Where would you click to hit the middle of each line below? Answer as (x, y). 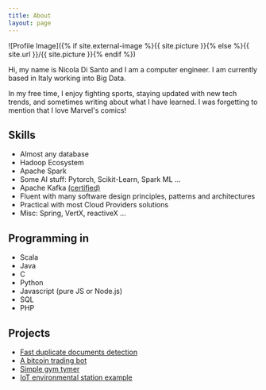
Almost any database (54, 154)
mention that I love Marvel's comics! (67, 110)
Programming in (49, 238)
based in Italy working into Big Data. (67, 78)
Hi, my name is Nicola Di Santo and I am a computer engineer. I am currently (133, 69)
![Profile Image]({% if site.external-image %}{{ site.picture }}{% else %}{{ (129, 45)
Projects (29, 333)
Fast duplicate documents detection (78, 352)
